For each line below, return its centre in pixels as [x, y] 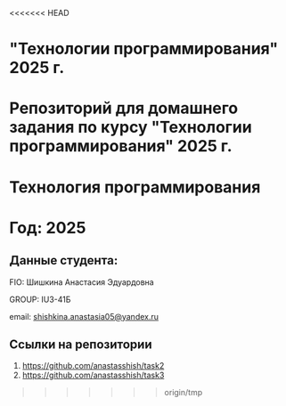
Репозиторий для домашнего [124, 108]
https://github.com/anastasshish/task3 [93, 375]
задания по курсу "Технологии [131, 127]
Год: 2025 [48, 227]
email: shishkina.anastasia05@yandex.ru [84, 316]
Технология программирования [135, 187]
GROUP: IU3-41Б [40, 299]
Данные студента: [64, 260]
